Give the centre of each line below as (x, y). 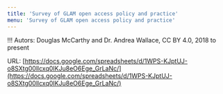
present (18, 47)
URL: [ (16, 61)
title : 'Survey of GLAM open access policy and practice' (93, 14)
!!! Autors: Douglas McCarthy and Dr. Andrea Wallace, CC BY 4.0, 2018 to (112, 40)
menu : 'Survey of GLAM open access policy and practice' (91, 20)
